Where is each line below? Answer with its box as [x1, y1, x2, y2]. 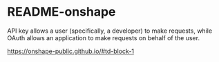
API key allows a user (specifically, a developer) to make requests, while [7, 27, 213, 35]
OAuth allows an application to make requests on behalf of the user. [7, 33, 200, 42]
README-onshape [7, 4, 116, 20]
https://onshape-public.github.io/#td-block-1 [7, 47, 135, 55]
